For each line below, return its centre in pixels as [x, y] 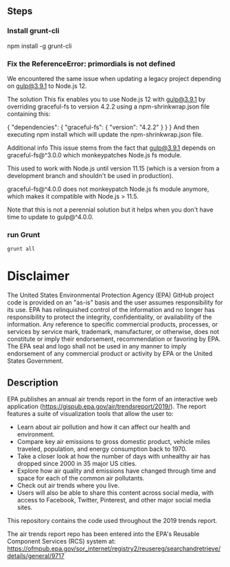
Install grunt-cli [33, 31]
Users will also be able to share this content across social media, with [115, 493]
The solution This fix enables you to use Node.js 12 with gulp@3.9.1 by [106, 99]
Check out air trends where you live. [68, 486]
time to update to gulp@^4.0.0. [50, 216]
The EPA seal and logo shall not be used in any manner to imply [97, 346]
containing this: [29, 113]
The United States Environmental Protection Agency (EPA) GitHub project [111, 296]
